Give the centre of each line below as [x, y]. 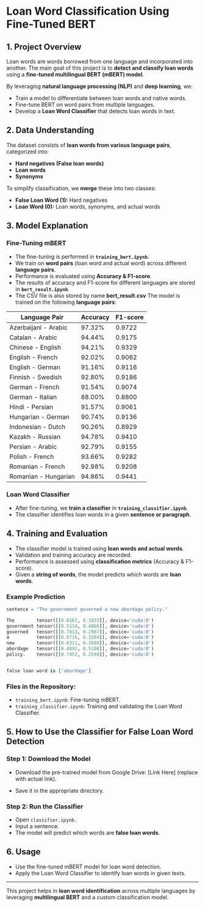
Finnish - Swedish [36, 377]
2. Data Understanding [50, 130]
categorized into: [28, 152]
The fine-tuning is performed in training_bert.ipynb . [82, 256]
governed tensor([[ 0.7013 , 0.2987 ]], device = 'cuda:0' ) [80, 632]
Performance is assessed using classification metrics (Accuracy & [99, 561]
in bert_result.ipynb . [42, 289]
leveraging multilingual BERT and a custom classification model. [88, 897]
